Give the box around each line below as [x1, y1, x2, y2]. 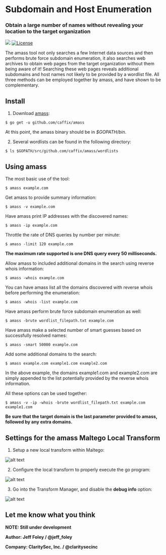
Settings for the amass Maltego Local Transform [5, 433, 160, 442]
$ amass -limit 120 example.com [5, 242, 73, 247]
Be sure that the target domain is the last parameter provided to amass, [5, 414, 157, 420]
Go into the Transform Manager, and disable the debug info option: [12, 486, 152, 492]
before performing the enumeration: [5, 290, 80, 296]
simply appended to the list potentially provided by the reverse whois [5, 375, 149, 381]
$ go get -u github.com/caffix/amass [5, 120, 85, 125]
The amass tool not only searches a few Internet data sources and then [5, 50, 153, 56]
